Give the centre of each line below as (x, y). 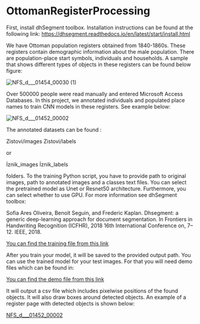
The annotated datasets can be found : (54, 129)
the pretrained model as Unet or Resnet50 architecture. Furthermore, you (96, 189)
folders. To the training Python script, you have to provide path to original (96, 176)
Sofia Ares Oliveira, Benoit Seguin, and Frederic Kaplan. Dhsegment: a (93, 212)
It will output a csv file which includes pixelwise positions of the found (92, 291)
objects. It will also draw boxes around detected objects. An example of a (96, 297)
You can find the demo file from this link (55, 279)
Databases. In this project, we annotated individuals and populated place (96, 100)
